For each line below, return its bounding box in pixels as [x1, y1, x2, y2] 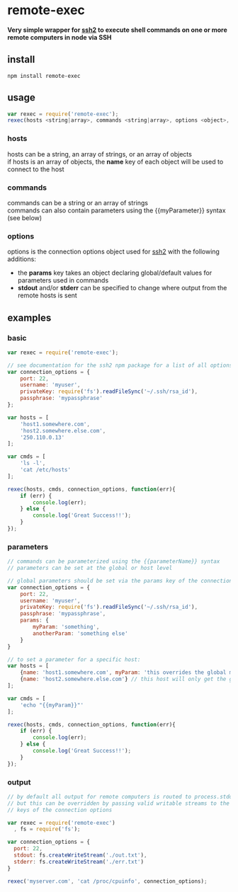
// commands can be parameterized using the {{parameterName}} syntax [7, 558, 220, 565]
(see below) [7, 213, 42, 222]
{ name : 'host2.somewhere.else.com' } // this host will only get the [20, 675, 227, 683]
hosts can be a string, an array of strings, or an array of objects [7, 149, 193, 158]
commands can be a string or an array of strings [7, 198, 149, 207]
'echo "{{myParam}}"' [20, 702, 84, 709]
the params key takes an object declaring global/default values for [17, 268, 212, 278]
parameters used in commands [17, 276, 109, 285]
